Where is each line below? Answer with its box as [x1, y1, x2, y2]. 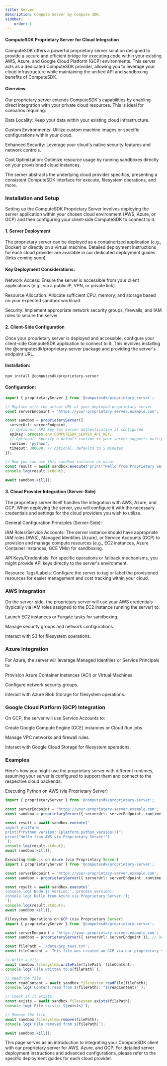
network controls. [5, 147, 41, 153]
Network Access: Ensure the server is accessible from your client [5, 277, 139, 283]
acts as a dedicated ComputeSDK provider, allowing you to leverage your [5, 63, 155, 70]
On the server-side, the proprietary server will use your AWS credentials [5, 599, 153, 605]
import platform [5, 825, 39, 830]
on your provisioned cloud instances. [5, 162, 81, 168]
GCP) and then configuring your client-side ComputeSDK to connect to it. [5, 216, 156, 222]
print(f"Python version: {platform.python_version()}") [5, 830, 123, 835]
